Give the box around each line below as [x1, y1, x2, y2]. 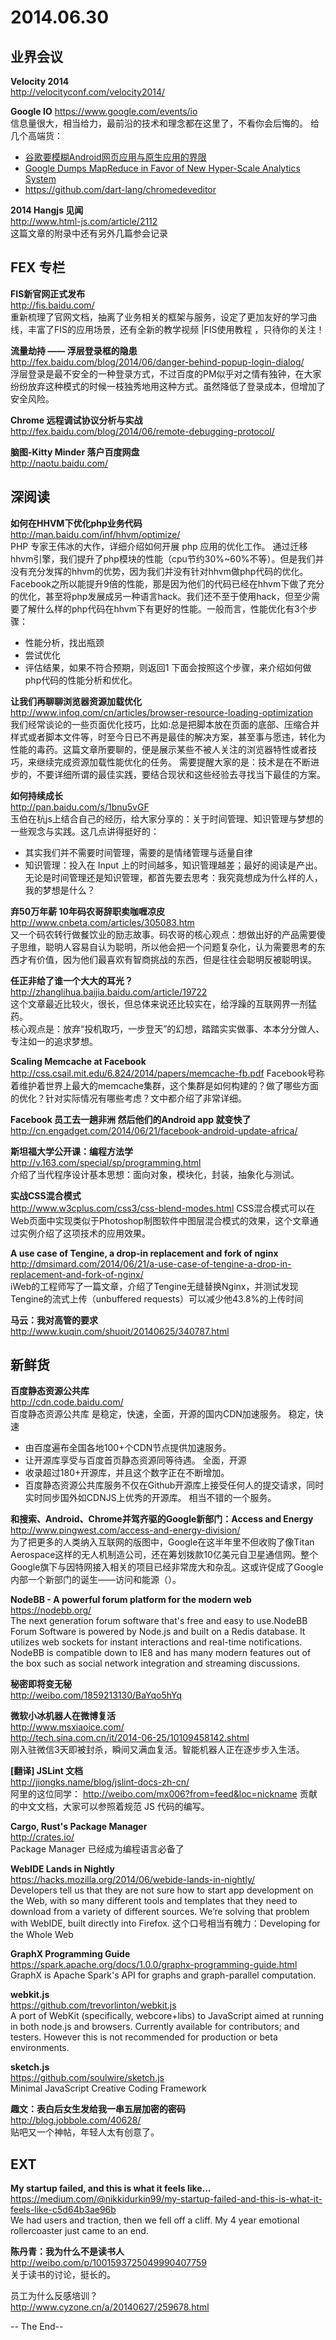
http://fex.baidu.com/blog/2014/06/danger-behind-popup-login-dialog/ [10, 356, 305, 368]
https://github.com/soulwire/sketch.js [10, 2072, 165, 2084]
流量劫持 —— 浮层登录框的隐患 [10, 344, 138, 356]
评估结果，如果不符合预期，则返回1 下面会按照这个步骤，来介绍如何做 [24, 661, 312, 673]
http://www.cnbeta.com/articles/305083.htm [10, 916, 195, 928]
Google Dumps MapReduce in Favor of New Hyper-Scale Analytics [24, 162, 301, 174]
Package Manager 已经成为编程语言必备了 [10, 1843, 185, 1855]
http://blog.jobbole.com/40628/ [10, 2114, 142, 2126]
